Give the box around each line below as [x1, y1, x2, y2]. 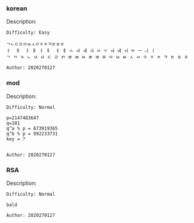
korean [6, 4, 28, 13]
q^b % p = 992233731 [6, 131, 59, 137]
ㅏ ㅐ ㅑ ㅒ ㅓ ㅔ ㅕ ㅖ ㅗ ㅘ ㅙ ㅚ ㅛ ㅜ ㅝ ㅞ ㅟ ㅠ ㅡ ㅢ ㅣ [6, 48, 156, 54]
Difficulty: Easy [6, 30, 50, 36]
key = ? [6, 136, 26, 142]
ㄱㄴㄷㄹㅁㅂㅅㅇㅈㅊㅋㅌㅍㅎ [6, 41, 65, 48]
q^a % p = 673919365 [6, 125, 59, 131]
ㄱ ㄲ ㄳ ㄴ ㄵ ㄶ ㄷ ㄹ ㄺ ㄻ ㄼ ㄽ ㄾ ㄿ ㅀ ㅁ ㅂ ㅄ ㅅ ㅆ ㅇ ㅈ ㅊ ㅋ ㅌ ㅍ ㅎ [6, 54, 189, 60]
